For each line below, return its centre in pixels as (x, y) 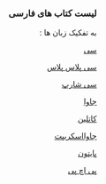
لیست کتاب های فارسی (53, 13)
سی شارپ (79, 84)
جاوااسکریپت (76, 136)
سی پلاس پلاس (72, 67)
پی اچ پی (83, 171)
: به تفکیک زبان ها (68, 33)
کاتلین (87, 119)
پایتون (87, 153)
